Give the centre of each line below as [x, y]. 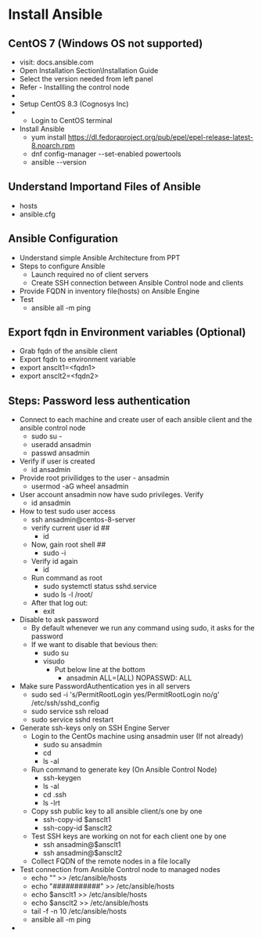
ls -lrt [52, 803]
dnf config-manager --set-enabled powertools [106, 154]
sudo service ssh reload [70, 711]
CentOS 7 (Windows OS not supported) [106, 44]
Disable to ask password [59, 620]
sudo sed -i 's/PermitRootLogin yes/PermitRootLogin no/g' [126, 695]
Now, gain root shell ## [68, 545]
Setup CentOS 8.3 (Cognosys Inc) [74, 104]
